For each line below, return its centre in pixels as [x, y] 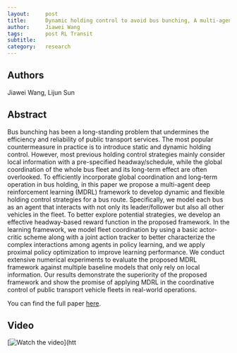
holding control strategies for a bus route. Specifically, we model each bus [115, 199]
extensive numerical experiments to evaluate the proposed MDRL [102, 260]
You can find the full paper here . [54, 303]
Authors [26, 75]
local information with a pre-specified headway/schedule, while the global [115, 162]
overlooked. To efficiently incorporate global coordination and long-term [112, 177]
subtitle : [22, 40]
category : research [39, 47]
